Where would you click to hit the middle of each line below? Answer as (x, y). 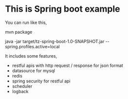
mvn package (19, 32)
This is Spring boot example (63, 9)
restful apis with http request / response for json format (67, 65)
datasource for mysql (33, 70)
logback (20, 91)
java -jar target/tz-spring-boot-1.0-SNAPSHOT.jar (55, 41)
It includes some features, (31, 56)
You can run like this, (26, 22)
